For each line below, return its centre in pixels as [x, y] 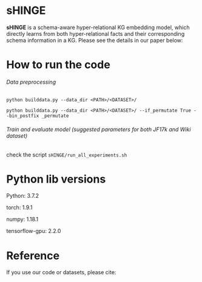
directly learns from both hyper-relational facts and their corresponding [96, 33]
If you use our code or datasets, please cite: [61, 272]
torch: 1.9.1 [19, 207]
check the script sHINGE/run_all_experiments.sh [67, 155]
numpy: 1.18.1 [22, 220]
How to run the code [58, 65]
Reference [33, 256]
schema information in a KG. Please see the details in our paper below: [95, 40]
